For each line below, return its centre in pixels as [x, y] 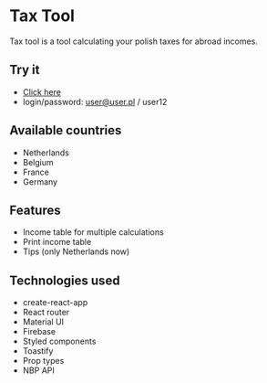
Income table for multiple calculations [93, 232]
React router [46, 313]
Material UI [43, 322]
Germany [40, 181]
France [36, 172]
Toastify [38, 351]
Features [35, 210]
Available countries [66, 130]
